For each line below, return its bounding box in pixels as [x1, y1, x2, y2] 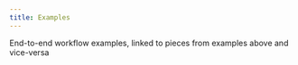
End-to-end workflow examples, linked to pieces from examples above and [9, 37, 289, 48]
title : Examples [9, 12, 70, 22]
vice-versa [9, 46, 50, 58]
